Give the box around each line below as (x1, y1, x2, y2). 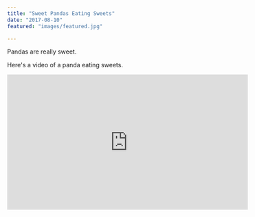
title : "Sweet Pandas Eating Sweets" (7, 10, 115, 17)
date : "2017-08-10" (7, 16, 63, 23)
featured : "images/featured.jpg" (7, 23, 103, 30)
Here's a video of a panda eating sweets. (7, 61, 124, 69)
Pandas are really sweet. (7, 47, 77, 56)
